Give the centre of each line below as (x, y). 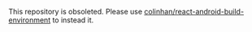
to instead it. (73, 20)
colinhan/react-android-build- (194, 12)
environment (30, 20)
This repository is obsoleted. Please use (76, 12)
